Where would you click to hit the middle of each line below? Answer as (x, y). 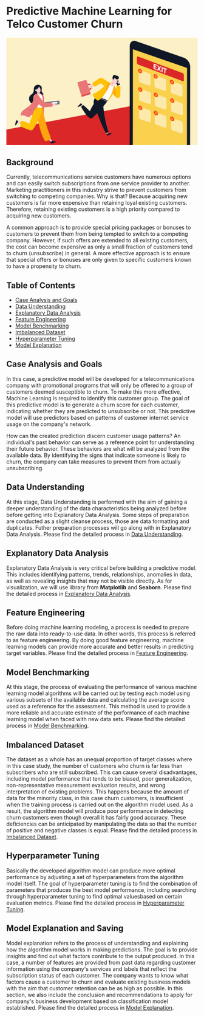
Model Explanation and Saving (65, 929)
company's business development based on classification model (87, 1001)
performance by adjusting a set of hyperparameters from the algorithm (95, 877)
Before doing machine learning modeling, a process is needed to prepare (98, 628)
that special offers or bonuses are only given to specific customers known (99, 260)
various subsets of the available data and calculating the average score (95, 700)
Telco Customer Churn (65, 24)
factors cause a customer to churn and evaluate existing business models (99, 982)
